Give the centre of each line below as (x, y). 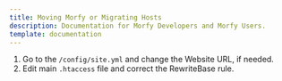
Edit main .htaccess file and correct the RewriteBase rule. (128, 69)
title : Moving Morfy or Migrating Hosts (86, 17)
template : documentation (56, 34)
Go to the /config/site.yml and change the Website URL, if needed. (148, 60)
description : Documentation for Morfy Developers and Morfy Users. (138, 26)
